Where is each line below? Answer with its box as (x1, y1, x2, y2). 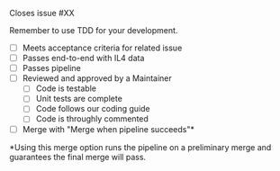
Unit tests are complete (35, 94, 123, 104)
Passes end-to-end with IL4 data (22, 53, 145, 64)
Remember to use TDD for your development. (9, 25, 178, 35)
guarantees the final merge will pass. (9, 151, 147, 162)
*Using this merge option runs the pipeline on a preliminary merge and (9, 141, 272, 152)
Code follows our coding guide (35, 103, 150, 114)
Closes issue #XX (9, 8, 75, 18)
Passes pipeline (22, 63, 81, 74)
